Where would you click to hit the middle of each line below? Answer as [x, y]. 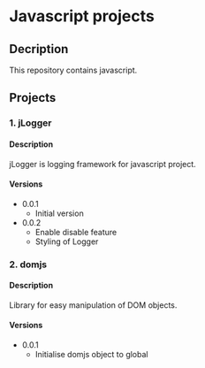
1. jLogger [30, 123]
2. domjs [28, 264]
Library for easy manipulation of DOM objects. [93, 305]
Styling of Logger [67, 241]
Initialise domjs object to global [91, 355]
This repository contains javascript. [73, 70]
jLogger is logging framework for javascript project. [102, 164]
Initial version [59, 213]
